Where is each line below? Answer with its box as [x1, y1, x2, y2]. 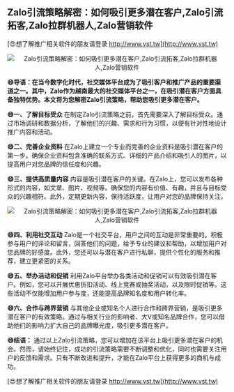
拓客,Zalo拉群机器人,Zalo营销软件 [7, 20, 153, 31]
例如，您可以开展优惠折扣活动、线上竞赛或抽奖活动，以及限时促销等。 [19, 280, 221, 288]
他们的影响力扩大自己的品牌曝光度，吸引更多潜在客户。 [13, 321, 172, 329]
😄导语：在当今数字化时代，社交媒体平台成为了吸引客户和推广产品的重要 [7, 77, 215, 86]
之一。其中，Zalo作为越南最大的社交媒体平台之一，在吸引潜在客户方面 [13, 86, 216, 95]
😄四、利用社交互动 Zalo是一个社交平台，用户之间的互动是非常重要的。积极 [7, 230, 223, 239]
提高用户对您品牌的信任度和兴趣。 [7, 160, 105, 168]
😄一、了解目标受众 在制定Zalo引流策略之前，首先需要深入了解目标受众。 [7, 110, 217, 119]
